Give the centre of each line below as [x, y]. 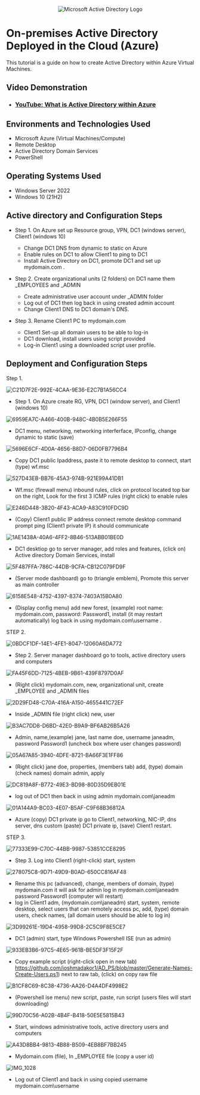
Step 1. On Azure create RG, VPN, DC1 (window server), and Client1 [97, 401]
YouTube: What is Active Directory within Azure [85, 104]
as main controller [37, 585]
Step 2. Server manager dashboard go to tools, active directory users [100, 655]
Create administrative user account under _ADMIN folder [93, 296]
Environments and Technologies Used [79, 124]
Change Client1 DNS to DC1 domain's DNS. [76, 309]
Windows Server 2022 [42, 190]
